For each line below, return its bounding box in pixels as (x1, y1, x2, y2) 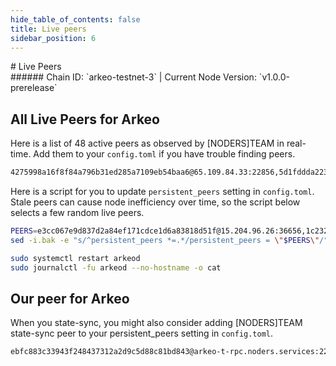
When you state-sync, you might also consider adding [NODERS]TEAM (10, 317, 303, 329)
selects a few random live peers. (10, 207, 145, 219)
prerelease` (10, 82, 58, 94)
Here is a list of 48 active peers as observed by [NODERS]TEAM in (10, 137, 285, 150)
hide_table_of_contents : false (10, 14, 141, 25)
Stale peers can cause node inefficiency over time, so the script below (10, 196, 301, 208)
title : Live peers (10, 24, 87, 34)
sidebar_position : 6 (10, 33, 97, 43)
